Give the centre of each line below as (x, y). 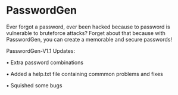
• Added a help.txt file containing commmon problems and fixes (85, 74)
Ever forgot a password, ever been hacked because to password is (88, 27)
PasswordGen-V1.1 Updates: (41, 50)
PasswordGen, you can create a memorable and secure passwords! (89, 39)
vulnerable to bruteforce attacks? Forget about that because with (86, 33)
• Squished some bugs (34, 85)
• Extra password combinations (45, 62)
